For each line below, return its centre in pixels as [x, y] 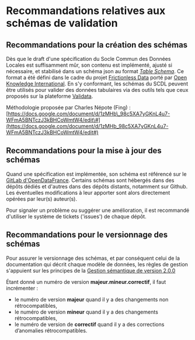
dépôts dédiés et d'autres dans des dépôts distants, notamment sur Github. [97, 186]
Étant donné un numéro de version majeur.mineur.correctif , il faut [86, 281]
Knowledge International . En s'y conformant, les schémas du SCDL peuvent [97, 84]
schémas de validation [62, 23]
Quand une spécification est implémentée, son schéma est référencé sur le [96, 174]
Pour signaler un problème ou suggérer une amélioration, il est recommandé [98, 210]
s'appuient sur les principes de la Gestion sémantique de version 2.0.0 [91, 270]
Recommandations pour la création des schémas [97, 45]
